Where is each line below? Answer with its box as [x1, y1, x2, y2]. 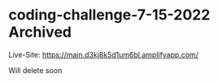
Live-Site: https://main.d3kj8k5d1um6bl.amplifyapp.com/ [8, 50, 199, 59]
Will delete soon [8, 65, 63, 75]
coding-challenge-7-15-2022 [8, 6, 211, 24]
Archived [8, 23, 72, 41]
